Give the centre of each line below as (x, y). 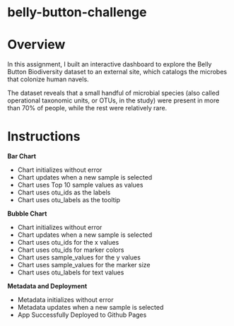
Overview (36, 45)
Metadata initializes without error (65, 300)
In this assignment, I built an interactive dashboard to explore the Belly (110, 64)
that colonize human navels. (48, 79)
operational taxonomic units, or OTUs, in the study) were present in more (113, 100)
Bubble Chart (27, 214)
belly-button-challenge (77, 12)
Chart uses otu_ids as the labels (64, 192)
